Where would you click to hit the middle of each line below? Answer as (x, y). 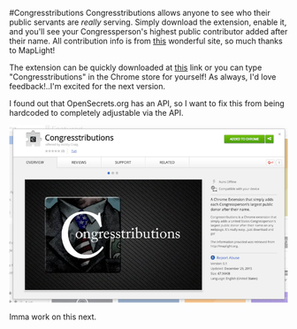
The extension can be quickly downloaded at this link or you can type (136, 67)
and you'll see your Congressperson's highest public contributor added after (148, 31)
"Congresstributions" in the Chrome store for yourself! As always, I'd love (143, 77)
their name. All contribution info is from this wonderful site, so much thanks (146, 41)
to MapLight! (32, 50)
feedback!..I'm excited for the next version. (88, 86)
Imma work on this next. (53, 317)
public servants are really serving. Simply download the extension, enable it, (148, 22)
